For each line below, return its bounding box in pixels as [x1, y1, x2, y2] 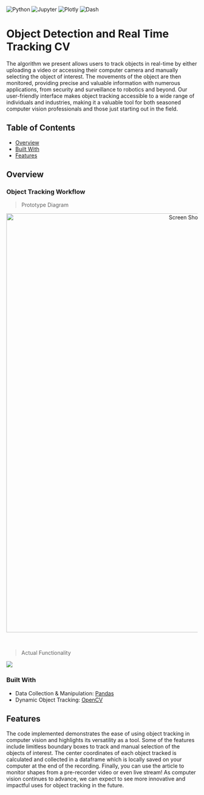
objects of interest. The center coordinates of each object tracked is [6, 749, 177, 756]
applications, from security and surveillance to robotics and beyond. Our [6, 86, 188, 93]
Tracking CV [6, 40, 71, 54]
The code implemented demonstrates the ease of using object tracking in [6, 729, 190, 737]
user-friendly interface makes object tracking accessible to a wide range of [6, 92, 195, 100]
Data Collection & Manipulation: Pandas [15, 689, 114, 697]
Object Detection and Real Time [6, 27, 169, 41]
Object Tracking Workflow [6, 188, 86, 196]
